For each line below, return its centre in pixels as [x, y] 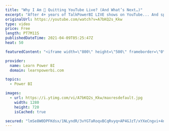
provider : [16, 61]
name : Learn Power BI [32, 65]
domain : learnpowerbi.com [37, 70]
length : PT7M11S [22, 33]
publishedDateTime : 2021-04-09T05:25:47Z [49, 38]
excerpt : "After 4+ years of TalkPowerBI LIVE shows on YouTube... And [82, 15]
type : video [18, 24]
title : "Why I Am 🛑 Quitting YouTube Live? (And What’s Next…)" [74, 10]
